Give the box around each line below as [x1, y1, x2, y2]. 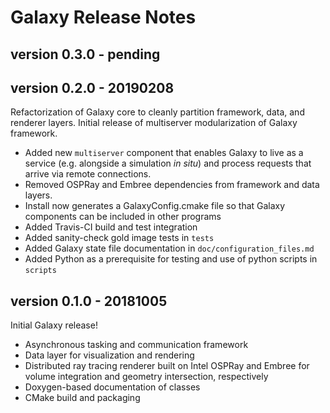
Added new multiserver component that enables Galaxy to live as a [24, 147, 304, 159]
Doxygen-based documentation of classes [24, 381, 201, 393]
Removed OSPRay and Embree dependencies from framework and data [24, 179, 320, 191]
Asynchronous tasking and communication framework [24, 339, 249, 351]
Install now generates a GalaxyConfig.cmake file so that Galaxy [24, 200, 286, 212]
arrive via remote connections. [24, 168, 152, 180]
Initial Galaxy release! [10, 319, 98, 331]
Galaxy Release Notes [10, 6, 197, 29]
